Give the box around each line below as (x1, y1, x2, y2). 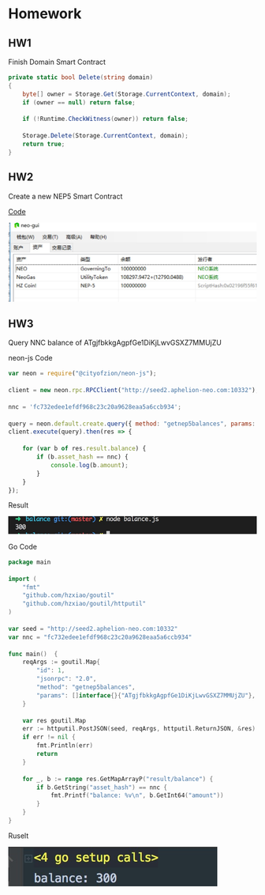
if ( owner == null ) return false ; (22, 98, 136, 107)
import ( (8, 575, 37, 583)
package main (8, 558, 51, 566)
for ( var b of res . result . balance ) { (22, 444, 147, 453)
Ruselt (8, 831, 29, 840)
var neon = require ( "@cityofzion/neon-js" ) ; (8, 369, 157, 378)
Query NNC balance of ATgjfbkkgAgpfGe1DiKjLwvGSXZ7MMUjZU (8, 338, 222, 348)
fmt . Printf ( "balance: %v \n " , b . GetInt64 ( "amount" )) (50, 791, 224, 799)
